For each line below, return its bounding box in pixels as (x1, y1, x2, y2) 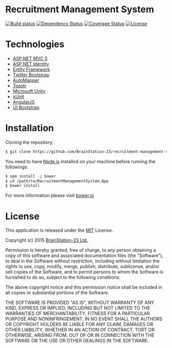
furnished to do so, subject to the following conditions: (5, 274, 120, 280)
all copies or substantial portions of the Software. (5, 290, 109, 296)
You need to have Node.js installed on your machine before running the (5, 158, 156, 164)
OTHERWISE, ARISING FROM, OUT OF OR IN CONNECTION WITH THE (5, 332, 155, 338)
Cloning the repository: (5, 139, 54, 145)
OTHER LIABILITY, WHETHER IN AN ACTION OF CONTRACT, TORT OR (5, 327, 155, 333)
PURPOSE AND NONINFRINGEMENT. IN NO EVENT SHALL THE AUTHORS (5, 316, 163, 322)
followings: (5, 164, 29, 170)
